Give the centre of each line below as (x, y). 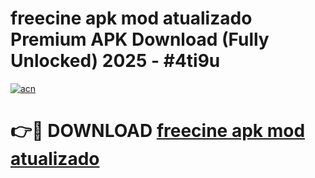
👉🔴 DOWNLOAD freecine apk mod (158, 131)
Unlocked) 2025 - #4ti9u (115, 61)
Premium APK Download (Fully (140, 39)
